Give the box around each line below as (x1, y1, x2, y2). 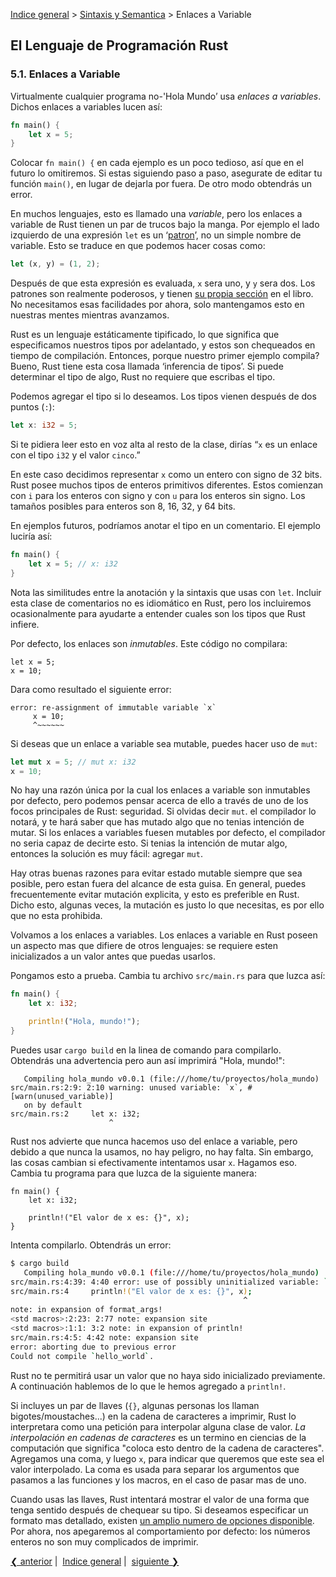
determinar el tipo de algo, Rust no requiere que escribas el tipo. (10, 371, 276, 383)
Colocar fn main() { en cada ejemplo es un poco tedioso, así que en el (10, 157, 304, 169)
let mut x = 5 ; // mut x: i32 (10, 757, 137, 767)
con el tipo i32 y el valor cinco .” (10, 449, 141, 461)
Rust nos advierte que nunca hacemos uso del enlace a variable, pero (10, 1135, 298, 1147)
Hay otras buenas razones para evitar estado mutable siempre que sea (10, 867, 303, 879)
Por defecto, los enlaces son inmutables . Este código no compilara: (10, 637, 288, 649)
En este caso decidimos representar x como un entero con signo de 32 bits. (10, 469, 323, 481)
